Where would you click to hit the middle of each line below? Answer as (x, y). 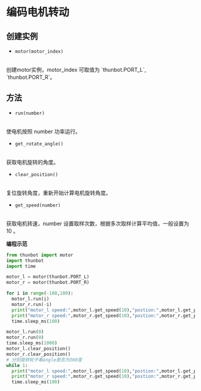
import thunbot (25, 260)
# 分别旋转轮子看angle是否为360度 (44, 360)
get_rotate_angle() (39, 144)
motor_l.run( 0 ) (25, 332)
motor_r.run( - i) (32, 304)
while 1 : (17, 365)
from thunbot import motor (40, 255)
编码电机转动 (38, 12)
